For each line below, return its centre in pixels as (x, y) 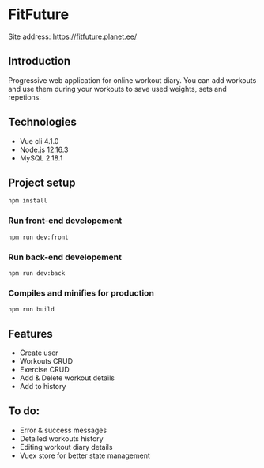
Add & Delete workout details (67, 378)
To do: (24, 411)
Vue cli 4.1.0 (39, 141)
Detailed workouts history (62, 438)
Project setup (42, 182)
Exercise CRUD (44, 370)
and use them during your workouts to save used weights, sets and (117, 89)
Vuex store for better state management (85, 455)
